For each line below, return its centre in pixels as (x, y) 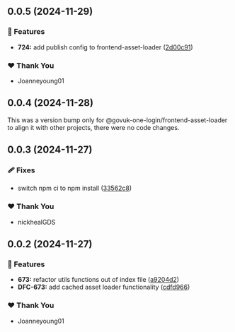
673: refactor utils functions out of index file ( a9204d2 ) (98, 280)
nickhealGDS (36, 222)
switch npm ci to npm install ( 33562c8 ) (75, 188)
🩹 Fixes (21, 170)
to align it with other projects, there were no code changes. (93, 127)
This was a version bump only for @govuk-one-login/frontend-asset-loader (117, 120)
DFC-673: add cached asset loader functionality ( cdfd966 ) (104, 287)
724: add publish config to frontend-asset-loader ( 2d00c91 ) (105, 47)
